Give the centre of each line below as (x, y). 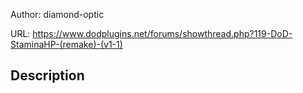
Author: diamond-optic (57, 14)
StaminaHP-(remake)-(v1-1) (66, 44)
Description (47, 75)
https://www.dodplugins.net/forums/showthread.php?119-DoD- (162, 33)
